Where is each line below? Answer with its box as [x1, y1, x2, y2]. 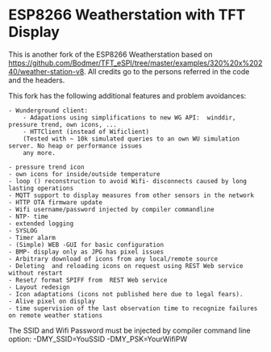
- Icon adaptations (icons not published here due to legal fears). [8, 290, 244, 298]
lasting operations [8, 184, 74, 192]
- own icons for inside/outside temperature [8, 170, 161, 178]
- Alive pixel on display [8, 297, 95, 305]
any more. [23, 149, 56, 157]
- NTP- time [8, 212, 48, 220]
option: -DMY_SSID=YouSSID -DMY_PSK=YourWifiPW [8, 333, 188, 344]
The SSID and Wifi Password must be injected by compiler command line [8, 325, 251, 335]
